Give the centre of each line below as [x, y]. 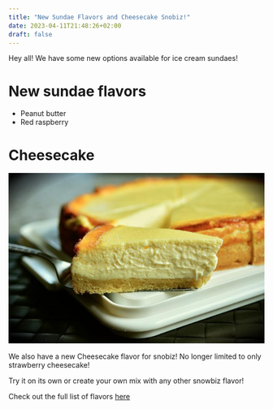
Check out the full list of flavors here [69, 396]
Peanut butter [43, 114]
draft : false [30, 34]
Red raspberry [44, 123]
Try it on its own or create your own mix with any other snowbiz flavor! [126, 381]
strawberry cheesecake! [49, 364]
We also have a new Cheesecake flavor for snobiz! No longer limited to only [135, 356]
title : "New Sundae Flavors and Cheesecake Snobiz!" [100, 17]
